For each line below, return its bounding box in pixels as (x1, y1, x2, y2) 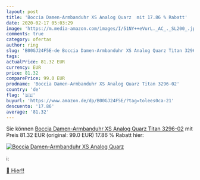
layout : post (6, 8, 39, 15)
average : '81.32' (6, 109, 49, 115)
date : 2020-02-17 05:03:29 (6, 20, 73, 26)
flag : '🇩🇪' (6, 92, 36, 98)
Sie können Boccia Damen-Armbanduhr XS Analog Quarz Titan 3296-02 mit (6, 125, 193, 132)
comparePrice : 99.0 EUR (6, 75, 65, 81)
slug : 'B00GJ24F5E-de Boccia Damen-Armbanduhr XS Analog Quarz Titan (6, 48, 183, 54)
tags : (6, 53, 20, 59)
